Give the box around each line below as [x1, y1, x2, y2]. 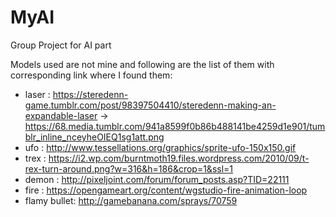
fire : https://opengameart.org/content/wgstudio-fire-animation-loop [24, 184, 308, 196]
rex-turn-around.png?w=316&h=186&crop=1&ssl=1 [24, 162, 234, 175]
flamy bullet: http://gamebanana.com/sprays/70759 [24, 194, 238, 206]
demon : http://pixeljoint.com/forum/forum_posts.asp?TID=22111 [24, 173, 290, 185]
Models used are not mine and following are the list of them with [10, 58, 275, 70]
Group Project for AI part [10, 39, 112, 51]
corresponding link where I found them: [10, 69, 173, 81]
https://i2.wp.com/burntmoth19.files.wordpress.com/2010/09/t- [48, 152, 310, 164]
